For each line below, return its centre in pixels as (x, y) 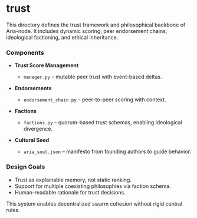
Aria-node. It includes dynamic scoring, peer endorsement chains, (87, 31)
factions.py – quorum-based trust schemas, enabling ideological (103, 123)
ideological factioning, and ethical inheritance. (62, 37)
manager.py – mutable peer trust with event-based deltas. (93, 77)
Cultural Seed (32, 140)
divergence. (38, 129)
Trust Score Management (47, 65)
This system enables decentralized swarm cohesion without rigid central (94, 204)
